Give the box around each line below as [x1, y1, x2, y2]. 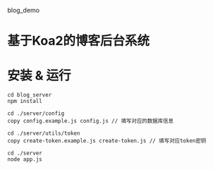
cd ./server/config [7, 110, 65, 117]
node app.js [7, 156, 42, 163]
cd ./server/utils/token [7, 130, 80, 137]
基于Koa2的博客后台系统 [7, 33, 150, 49]
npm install [7, 98, 42, 105]
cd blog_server [7, 92, 52, 99]
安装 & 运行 [7, 68, 72, 84]
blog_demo [7, 6, 40, 14]
